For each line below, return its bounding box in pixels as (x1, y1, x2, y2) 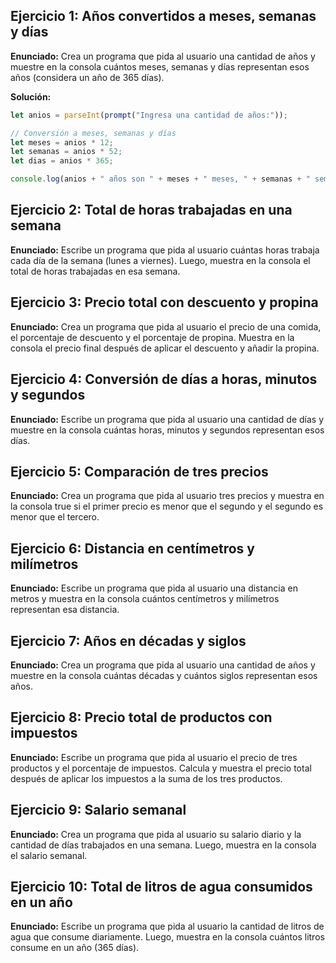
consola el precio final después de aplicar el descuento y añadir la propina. (10, 342, 320, 354)
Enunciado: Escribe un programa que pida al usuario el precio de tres (10, 751, 298, 763)
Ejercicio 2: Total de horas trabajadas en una (10, 202, 293, 219)
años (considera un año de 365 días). (10, 71, 165, 83)
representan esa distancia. (10, 604, 120, 616)
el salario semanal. (10, 849, 88, 861)
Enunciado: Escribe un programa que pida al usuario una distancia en (10, 582, 298, 594)
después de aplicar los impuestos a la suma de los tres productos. (10, 772, 283, 784)
